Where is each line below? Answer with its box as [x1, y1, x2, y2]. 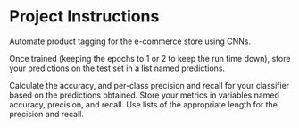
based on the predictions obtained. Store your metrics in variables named [9, 90, 279, 100]
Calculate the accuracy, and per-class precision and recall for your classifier [9, 80, 290, 90]
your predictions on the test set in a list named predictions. [9, 63, 226, 73]
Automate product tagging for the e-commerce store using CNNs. [9, 36, 252, 47]
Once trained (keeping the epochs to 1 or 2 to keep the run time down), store [9, 53, 291, 64]
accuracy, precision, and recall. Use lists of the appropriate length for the [9, 98, 278, 109]
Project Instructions [9, 6, 160, 27]
